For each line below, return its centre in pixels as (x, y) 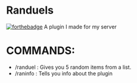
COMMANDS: (41, 51)
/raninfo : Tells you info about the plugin (64, 73)
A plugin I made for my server (80, 27)
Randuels (30, 10)
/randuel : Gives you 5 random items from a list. (73, 67)
